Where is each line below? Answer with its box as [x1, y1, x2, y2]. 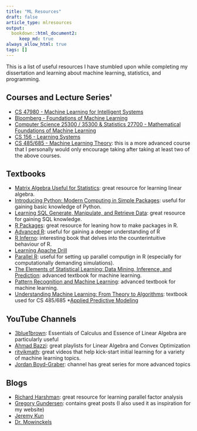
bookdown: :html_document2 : [11, 31, 77, 36]
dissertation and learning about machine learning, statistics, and [6, 69, 161, 76]
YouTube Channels [6, 314, 77, 324]
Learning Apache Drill [14, 247, 67, 254]
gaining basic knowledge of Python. [14, 203, 101, 211]
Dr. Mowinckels [14, 419, 52, 425]
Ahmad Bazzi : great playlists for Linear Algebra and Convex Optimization [14, 342, 191, 349]
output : [6, 25, 25, 31]
